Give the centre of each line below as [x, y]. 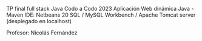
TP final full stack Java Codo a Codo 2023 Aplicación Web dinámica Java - [100, 9]
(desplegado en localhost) [39, 21]
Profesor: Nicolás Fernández [42, 33]
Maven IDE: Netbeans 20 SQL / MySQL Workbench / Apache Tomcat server [101, 15]
